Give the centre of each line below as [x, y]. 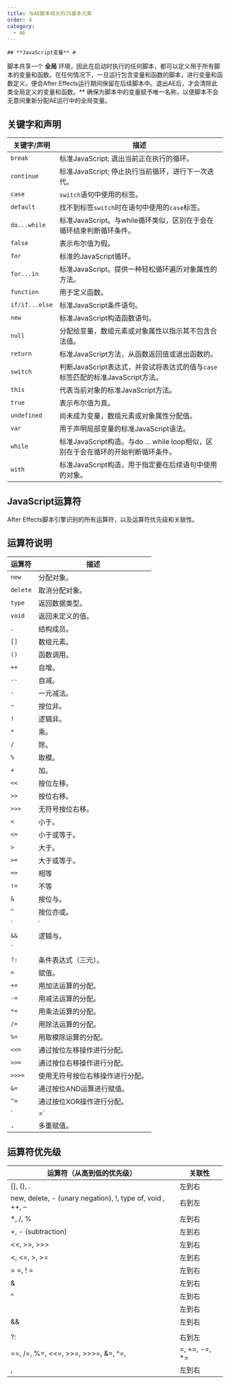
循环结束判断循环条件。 [97, 231]
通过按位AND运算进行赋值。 [84, 1088]
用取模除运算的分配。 [73, 1037]
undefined [26, 415]
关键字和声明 [34, 124]
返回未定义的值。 [66, 616]
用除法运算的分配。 [69, 1024]
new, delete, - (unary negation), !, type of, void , [88, 1198]
